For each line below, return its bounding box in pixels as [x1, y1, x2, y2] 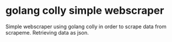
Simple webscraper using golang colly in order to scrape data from [5, 23, 167, 30]
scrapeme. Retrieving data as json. [5, 29, 89, 36]
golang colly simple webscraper [5, 4, 164, 17]
